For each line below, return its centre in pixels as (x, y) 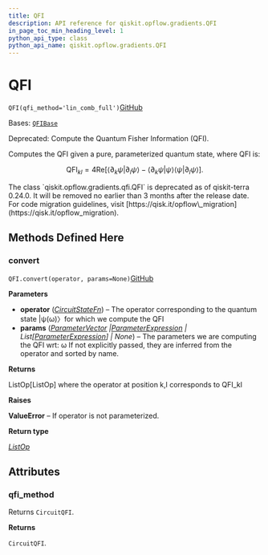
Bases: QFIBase (33, 123)
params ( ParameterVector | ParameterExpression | (103, 328)
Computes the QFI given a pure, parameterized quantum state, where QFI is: (134, 154)
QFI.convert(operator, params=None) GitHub (81, 278)
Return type (29, 431)
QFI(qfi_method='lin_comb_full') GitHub (75, 107)
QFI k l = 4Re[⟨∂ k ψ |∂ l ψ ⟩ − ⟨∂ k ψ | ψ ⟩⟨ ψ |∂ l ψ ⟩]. (135, 171)
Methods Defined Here (66, 238)
